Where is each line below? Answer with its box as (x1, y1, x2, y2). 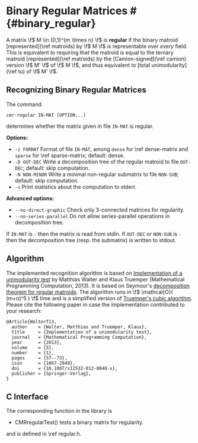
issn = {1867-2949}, (11, 360, 76, 366)
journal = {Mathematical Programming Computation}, (11, 334, 147, 340)
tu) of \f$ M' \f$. (18, 68, 58, 75)
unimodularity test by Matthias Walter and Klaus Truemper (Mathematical (6, 275, 185, 283)
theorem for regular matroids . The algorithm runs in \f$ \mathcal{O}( (6, 288, 173, 296)
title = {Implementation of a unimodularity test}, (11, 329, 152, 335)
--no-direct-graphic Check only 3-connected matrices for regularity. (14, 206, 185, 213)
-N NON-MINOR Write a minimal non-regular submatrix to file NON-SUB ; (14, 171, 179, 178)
